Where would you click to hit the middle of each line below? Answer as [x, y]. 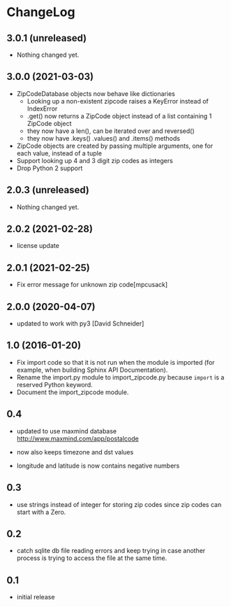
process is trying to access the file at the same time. [92, 558]
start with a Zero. [41, 512]
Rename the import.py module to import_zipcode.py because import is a [120, 377]
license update [38, 246]
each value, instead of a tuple [59, 153]
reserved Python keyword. [55, 384]
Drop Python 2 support [50, 168]
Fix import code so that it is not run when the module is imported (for [115, 362]
